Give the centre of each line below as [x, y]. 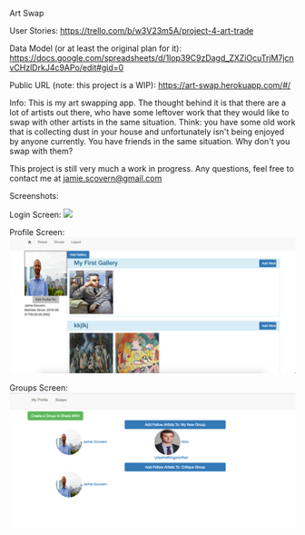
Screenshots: [34, 196]
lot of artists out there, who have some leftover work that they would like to [149, 112]
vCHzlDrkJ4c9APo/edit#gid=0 [67, 68]
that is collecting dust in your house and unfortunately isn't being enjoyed [147, 132]
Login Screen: [35, 214]
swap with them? [41, 151]
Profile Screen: [37, 232]
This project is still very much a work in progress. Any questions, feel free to [152, 168]
